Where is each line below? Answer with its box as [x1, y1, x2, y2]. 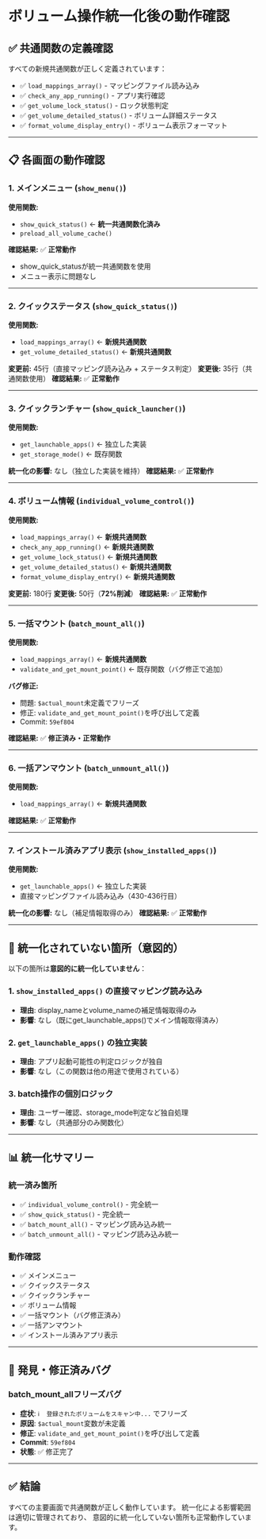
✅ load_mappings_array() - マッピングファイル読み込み [19, 81, 200, 90]
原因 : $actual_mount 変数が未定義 [19, 1418, 126, 1428]
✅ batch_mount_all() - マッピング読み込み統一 [19, 1219, 172, 1228]
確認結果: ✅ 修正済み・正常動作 [8, 733, 111, 743]
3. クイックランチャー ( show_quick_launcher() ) [8, 403, 186, 414]
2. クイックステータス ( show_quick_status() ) [8, 300, 178, 311]
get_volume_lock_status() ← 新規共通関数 [19, 551, 158, 561]
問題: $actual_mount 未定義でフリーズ [19, 698, 140, 707]
